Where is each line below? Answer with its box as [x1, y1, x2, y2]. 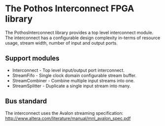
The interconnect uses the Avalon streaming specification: [5, 110, 124, 116]
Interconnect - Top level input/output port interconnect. [12, 67, 125, 73]
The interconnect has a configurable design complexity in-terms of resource [5, 35, 161, 41]
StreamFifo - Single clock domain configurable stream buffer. [12, 72, 137, 78]
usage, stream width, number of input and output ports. [5, 40, 118, 46]
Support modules [5, 54, 60, 63]
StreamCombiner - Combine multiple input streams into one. [12, 77, 135, 83]
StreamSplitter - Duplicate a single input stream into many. [12, 83, 131, 89]
